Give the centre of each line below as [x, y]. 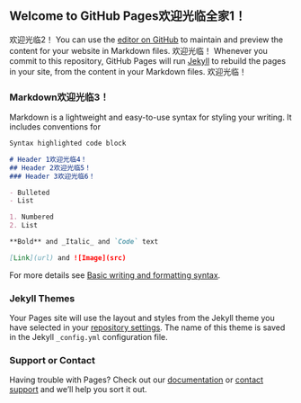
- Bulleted [30, 193]
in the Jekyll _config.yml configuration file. [89, 337]
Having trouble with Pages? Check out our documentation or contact [136, 380]
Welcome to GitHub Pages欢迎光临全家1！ [128, 16]
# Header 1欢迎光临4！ [49, 159]
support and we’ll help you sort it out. [78, 390]
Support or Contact [53, 361]
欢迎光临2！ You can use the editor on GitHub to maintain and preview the [146, 40]
